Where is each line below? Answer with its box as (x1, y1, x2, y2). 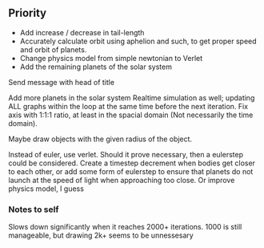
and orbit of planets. (19, 44, 87, 55)
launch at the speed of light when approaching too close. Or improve (8, 175, 235, 185)
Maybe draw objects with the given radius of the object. (8, 134, 193, 144)
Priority (8, 6, 46, 20)
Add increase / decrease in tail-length (19, 27, 145, 37)
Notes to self (8, 204, 59, 215)
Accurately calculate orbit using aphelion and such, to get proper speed (19, 36, 258, 46)
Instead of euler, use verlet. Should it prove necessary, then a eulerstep (8, 149, 244, 159)
